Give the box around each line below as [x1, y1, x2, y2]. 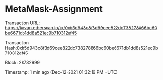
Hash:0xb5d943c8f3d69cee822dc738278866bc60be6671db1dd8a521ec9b [5, 45, 158, 51]
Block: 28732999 [5, 59, 40, 65]
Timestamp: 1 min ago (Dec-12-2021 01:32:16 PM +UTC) [5, 69, 118, 75]
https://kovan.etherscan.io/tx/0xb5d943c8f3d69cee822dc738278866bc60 [5, 25, 158, 30]
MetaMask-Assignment [5, 3, 103, 15]
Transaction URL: [5, 20, 40, 26]
